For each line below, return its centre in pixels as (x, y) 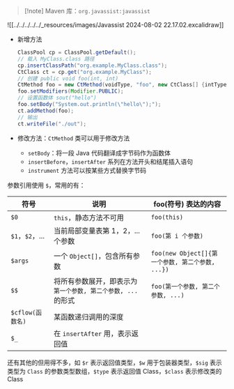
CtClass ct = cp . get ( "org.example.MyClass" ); (84, 72)
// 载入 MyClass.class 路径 (56, 59)
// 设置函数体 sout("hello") (57, 98)
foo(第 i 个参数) (177, 236)
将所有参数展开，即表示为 (95, 281)
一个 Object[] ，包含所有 (93, 256)
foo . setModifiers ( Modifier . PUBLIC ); (70, 91)
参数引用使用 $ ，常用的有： (46, 185)
